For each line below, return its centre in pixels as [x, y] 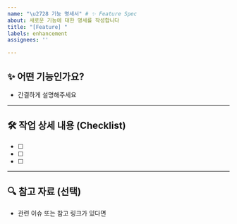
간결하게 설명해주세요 [47, 94]
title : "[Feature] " [38, 27]
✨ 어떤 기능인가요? [46, 76]
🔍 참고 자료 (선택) [44, 192]
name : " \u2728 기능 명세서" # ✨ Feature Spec [72, 14]
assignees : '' [28, 40]
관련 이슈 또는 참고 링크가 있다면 [62, 213]
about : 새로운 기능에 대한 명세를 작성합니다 [63, 20]
